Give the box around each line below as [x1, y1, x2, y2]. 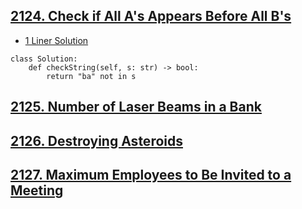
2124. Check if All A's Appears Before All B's [10, 8, 292, 25]
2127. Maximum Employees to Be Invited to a [10, 166, 292, 183]
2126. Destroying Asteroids [10, 132, 183, 149]
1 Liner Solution [24, 34, 89, 46]
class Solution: [10, 54, 78, 64]
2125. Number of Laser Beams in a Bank [10, 99, 262, 116]
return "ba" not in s [46, 71, 137, 81]
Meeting [10, 182, 64, 199]
